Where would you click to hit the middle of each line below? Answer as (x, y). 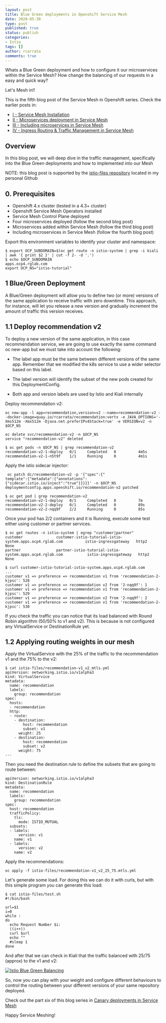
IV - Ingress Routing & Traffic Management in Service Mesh (73, 131)
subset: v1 (34, 729)
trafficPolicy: (25, 814)
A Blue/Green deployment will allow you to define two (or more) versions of (82, 295)
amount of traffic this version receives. (45, 311)
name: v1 (23, 839)
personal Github (22, 178)
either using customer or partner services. (48, 524)
